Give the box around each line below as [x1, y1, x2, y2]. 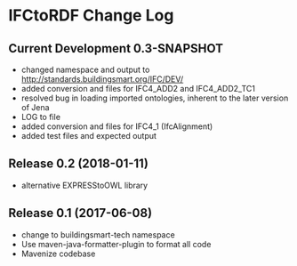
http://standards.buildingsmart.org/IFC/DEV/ [20, 74, 184, 85]
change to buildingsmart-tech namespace [20, 229, 175, 240]
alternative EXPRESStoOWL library [20, 180, 148, 190]
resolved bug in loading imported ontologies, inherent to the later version [20, 93, 289, 103]
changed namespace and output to [20, 64, 150, 75]
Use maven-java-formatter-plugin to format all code [20, 238, 212, 249]
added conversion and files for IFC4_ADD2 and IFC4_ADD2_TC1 [20, 84, 255, 93]
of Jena [20, 102, 50, 112]
